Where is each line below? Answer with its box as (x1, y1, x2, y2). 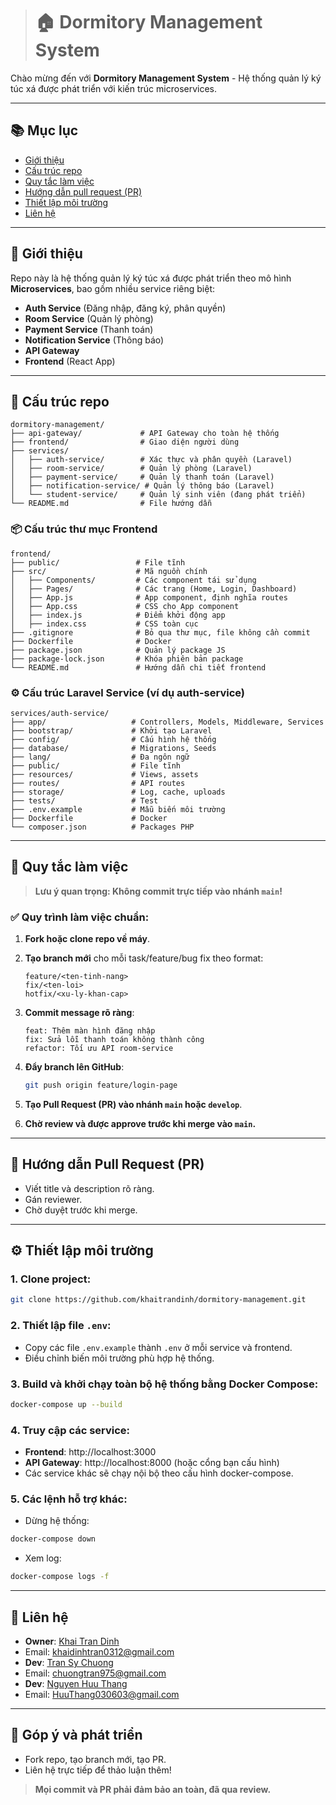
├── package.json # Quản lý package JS (10, 645, 226, 655)
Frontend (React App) (24, 355, 116, 367)
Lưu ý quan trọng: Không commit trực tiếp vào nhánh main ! (34, 885, 283, 897)
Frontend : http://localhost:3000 (24, 1446, 157, 1458)
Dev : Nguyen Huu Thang (24, 1677, 128, 1689)
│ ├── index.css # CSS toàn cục (10, 619, 199, 629)
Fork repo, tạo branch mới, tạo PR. (24, 1753, 167, 1765)
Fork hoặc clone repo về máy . (24, 933, 151, 945)
